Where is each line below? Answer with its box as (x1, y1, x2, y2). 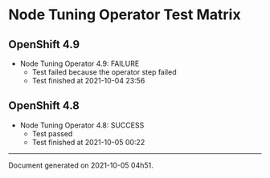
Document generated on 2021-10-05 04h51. (8, 160, 154, 170)
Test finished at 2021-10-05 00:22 (31, 137, 145, 147)
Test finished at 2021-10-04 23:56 (31, 76, 145, 85)
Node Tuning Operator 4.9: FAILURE (19, 59, 140, 68)
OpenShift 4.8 (8, 99, 80, 113)
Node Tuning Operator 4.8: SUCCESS (19, 120, 145, 130)
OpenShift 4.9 (8, 38, 80, 51)
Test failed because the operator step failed (31, 67, 177, 77)
